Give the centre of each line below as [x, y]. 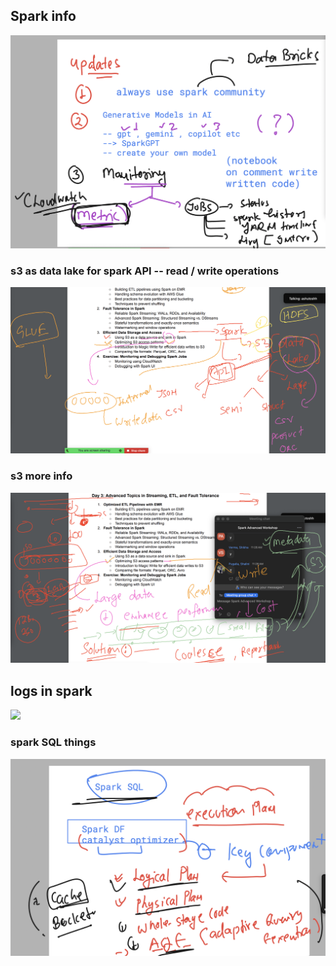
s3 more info [41, 476]
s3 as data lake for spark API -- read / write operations [145, 271]
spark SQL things [53, 742]
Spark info [43, 16]
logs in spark [51, 690]
